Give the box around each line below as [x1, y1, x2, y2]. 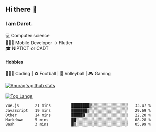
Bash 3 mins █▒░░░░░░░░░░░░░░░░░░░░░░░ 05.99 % [5, 122, 151, 127]
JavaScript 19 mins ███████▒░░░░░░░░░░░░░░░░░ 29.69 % [5, 108, 151, 113]
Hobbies [5, 59, 24, 65]
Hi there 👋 [5, 5, 37, 14]
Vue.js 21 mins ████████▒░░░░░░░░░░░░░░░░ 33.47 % [5, 103, 151, 108]
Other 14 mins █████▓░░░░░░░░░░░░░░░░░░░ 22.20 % [5, 113, 151, 118]
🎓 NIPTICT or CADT [5, 45, 49, 51]
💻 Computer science [5, 32, 50, 38]
